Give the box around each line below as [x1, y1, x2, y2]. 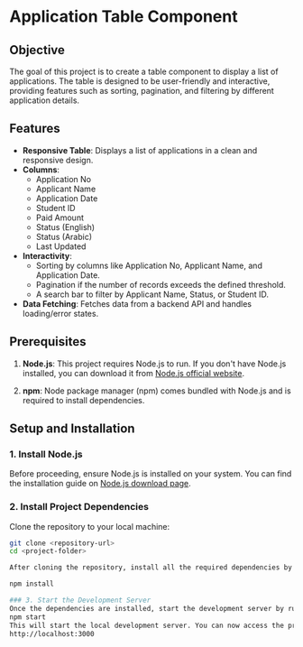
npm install [9, 579, 54, 588]
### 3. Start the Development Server [9, 596, 151, 605]
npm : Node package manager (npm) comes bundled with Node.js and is [22, 385, 291, 396]
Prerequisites [9, 334, 87, 349]
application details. [9, 95, 79, 106]
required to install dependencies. [22, 394, 145, 405]
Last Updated [35, 241, 87, 252]
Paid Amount [35, 212, 84, 223]
